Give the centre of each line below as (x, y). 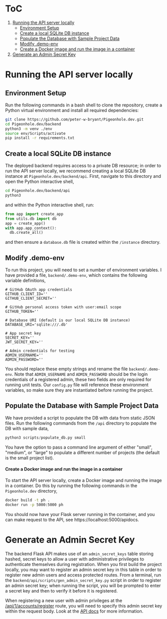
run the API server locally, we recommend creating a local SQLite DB (76, 171)
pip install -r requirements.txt (40, 138)
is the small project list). (29, 458)
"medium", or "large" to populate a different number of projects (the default (83, 452)
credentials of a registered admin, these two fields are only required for (78, 380)
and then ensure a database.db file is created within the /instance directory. (83, 242)
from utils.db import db (31, 219)
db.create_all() (26, 233)
